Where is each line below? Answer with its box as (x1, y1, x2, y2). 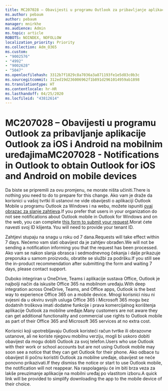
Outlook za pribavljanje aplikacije (5, 128, 146, 139)
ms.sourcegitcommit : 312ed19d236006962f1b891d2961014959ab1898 (5, 77, 140, 82)
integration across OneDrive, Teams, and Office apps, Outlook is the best (5, 286, 156, 292)
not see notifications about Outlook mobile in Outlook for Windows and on (5, 214, 157, 220)
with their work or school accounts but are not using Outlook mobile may (5, 344, 155, 350)
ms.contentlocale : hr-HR (5, 86, 57, 92)
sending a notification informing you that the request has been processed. (5, 245, 158, 251)
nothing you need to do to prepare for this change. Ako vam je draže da (5, 192, 152, 198)
